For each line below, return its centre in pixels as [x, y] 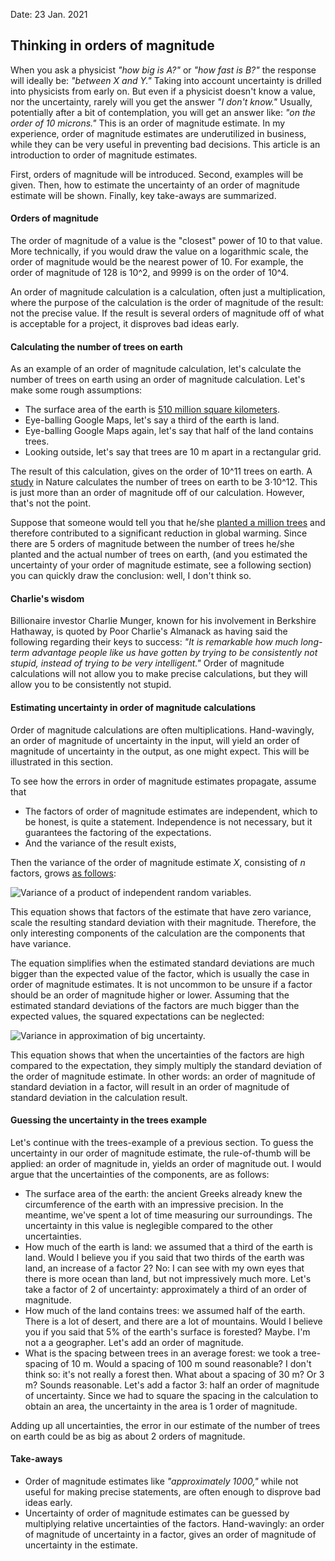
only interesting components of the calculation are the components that [157, 933]
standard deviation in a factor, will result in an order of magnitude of [150, 1086]
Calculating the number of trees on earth [96, 346]
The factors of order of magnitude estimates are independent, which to [171, 811]
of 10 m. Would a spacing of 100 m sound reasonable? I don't [185, 1363]
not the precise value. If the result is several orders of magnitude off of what [167, 313]
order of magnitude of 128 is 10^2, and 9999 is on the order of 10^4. [150, 273]
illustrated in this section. [62, 761]
